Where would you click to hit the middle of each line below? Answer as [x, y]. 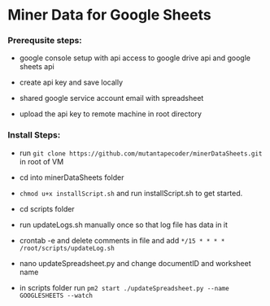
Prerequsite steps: [45, 41]
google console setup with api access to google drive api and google [135, 58]
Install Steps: [34, 135]
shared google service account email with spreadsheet [111, 98]
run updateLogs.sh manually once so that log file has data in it [124, 225]
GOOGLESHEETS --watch [56, 295]
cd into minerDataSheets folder [72, 177]
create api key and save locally [71, 82]
